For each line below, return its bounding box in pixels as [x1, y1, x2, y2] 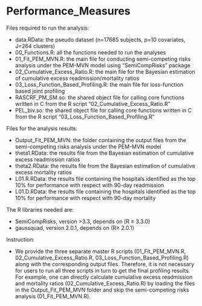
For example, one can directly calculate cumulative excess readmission [15, 273, 193, 281]
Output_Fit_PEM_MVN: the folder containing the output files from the [15, 136, 186, 143]
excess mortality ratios [15, 168, 72, 176]
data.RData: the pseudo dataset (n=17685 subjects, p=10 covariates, [15, 36, 186, 43]
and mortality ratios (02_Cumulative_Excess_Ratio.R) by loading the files [15, 279, 195, 287]
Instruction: [6, 236, 35, 243]
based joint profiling [15, 87, 65, 94]
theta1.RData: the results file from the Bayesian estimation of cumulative [15, 149, 194, 157]
